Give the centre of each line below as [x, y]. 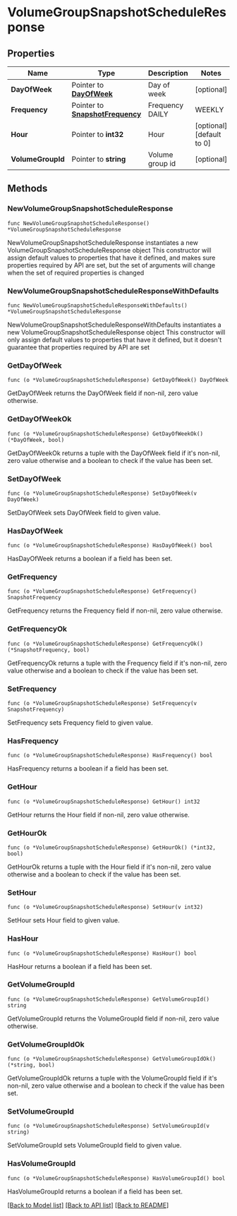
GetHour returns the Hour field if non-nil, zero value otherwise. [99, 814]
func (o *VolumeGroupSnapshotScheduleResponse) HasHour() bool [102, 953]
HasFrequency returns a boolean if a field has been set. [88, 769]
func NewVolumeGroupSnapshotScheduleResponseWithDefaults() [98, 305]
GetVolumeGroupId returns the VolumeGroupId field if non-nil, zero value [114, 1018]
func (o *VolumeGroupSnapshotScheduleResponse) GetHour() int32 [104, 802]
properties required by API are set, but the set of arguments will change [111, 265]
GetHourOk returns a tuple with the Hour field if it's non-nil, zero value [109, 867]
